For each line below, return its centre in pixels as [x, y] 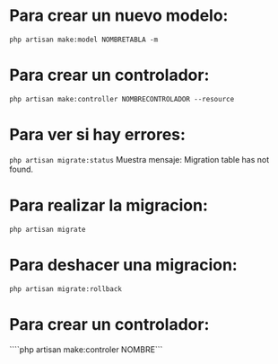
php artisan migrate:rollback [66, 289]
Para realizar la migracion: [109, 205]
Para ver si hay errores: [98, 135]
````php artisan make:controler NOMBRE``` [86, 349]
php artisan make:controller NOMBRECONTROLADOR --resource [122, 99]
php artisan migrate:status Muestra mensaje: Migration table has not [139, 159]
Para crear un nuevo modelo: [119, 16]
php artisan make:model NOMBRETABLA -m [84, 40]
